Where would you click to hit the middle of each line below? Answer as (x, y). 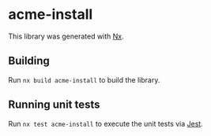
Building (29, 61)
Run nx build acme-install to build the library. (84, 79)
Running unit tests (54, 105)
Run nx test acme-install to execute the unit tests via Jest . (105, 123)
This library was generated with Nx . (66, 36)
